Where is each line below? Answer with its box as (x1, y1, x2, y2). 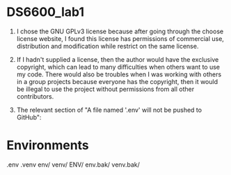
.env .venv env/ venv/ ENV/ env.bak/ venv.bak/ (6, 160, 140, 169)
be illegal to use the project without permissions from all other (16, 85, 195, 93)
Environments (6, 137, 90, 153)
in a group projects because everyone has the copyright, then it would (16, 77, 218, 85)
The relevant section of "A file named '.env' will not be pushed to (16, 106, 202, 114)
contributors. (16, 92, 54, 101)
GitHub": (16, 112, 42, 122)
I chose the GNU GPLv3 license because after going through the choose (16, 27, 224, 35)
